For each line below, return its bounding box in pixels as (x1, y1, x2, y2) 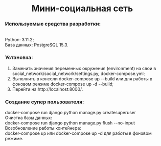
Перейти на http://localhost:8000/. (12, 86, 83, 92)
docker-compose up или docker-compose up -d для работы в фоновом (5, 130, 152, 136)
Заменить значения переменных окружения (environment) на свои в (12, 65, 156, 71)
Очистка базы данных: (5, 115, 52, 121)
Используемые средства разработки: (5, 21, 101, 27)
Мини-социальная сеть (31, 3, 133, 14)
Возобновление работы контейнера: (5, 125, 82, 131)
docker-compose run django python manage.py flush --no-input (5, 120, 136, 126)
